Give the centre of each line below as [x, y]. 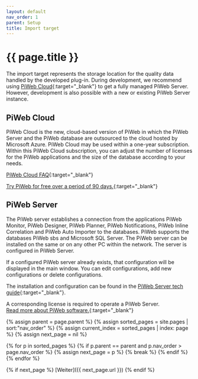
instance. [17, 99]
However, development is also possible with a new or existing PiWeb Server [98, 93]
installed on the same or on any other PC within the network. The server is [97, 244]
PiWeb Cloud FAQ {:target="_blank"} [50, 175]
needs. [14, 163]
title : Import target [33, 28]
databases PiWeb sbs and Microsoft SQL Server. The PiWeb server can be [97, 238]
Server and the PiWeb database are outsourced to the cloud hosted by [92, 138]
